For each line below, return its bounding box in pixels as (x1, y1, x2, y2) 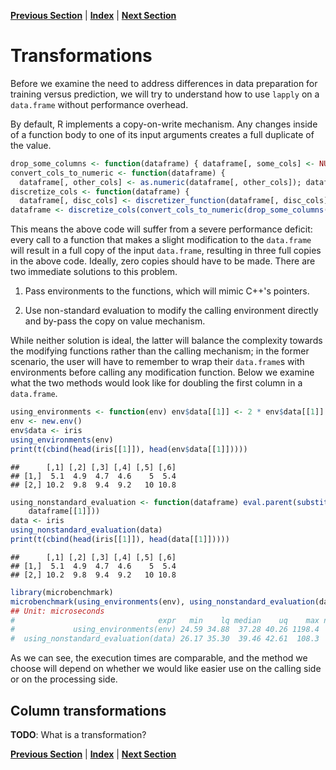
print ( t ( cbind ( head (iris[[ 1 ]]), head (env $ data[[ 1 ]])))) (10, 444, 248, 454)
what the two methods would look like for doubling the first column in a (10, 377, 303, 389)
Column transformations (10, 702, 167, 719)
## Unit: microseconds (10, 606, 105, 616)
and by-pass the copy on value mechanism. (24, 315, 206, 327)
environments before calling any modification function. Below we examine (10, 366, 315, 379)
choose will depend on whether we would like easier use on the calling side (10, 663, 322, 675)
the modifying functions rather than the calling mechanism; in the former (10, 345, 310, 357)
